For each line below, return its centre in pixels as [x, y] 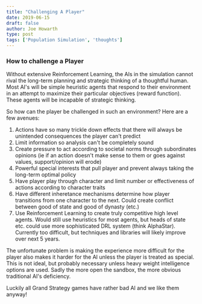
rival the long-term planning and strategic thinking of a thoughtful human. [97, 81]
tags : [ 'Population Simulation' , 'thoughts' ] [64, 40]
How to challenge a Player [45, 61]
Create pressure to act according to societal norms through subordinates [106, 149]
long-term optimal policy [46, 175]
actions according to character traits [60, 187]
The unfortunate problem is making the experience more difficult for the [96, 251]
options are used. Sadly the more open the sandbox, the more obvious [94, 270]
